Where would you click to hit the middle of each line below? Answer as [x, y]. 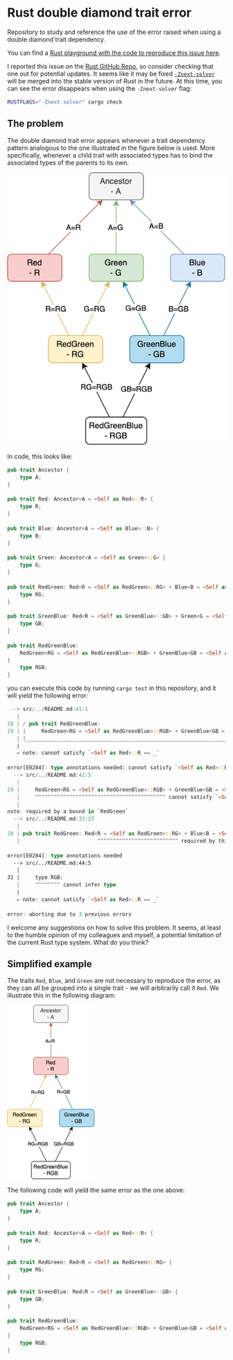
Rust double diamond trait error [100, 13]
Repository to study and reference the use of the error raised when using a [114, 32]
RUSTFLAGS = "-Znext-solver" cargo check [65, 102]
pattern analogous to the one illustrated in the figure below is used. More [111, 148]
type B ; [31, 536]
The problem [35, 124]
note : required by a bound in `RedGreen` [68, 812]
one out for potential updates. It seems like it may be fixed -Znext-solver [111, 74]
